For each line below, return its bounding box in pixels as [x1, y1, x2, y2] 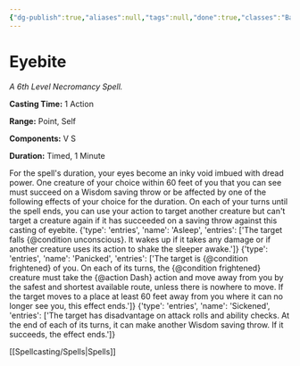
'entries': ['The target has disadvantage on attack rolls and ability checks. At [9, 310, 290, 320]
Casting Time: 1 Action [9, 98, 94, 109]
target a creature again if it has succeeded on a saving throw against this [9, 215, 278, 226]
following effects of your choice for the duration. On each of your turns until [9, 195, 288, 206]
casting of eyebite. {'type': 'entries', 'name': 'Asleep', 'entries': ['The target [9, 224, 283, 235]
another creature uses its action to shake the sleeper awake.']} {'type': [9, 243, 268, 254]
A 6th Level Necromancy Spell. [9, 81, 123, 92]
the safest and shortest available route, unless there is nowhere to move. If [9, 281, 284, 292]
